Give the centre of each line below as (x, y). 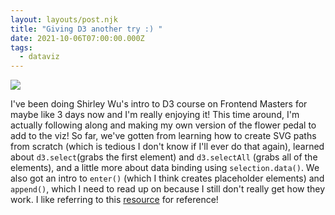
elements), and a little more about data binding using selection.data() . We (165, 168)
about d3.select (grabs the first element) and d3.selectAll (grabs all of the (164, 157)
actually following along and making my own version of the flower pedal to (163, 125)
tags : (21, 47)
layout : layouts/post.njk (64, 19)
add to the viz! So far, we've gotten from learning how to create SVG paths (163, 136)
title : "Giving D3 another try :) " (86, 29)
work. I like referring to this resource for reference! (114, 200)
